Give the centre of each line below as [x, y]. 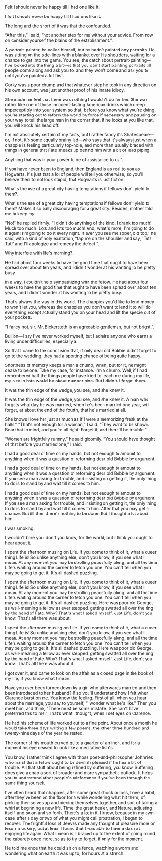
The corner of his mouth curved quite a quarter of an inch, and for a [73, 743]
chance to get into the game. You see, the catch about [59, 60]
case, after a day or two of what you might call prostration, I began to [74, 818]
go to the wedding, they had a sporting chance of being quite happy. [73, 356]
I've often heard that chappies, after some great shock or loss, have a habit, [80, 792]
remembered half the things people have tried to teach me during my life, [78, 375]
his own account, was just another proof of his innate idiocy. [65, 90]
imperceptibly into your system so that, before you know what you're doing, [81, 110]
